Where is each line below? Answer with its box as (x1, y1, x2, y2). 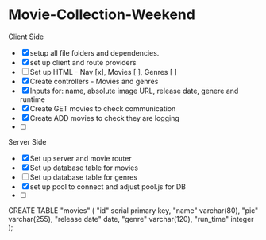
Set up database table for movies (29, 163, 139, 172)
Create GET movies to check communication (29, 103, 176, 113)
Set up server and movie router (29, 153, 133, 163)
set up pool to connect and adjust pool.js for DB (29, 181, 187, 192)
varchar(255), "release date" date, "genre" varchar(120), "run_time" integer (8, 214, 254, 223)
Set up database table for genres (29, 172, 137, 182)
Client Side (8, 32, 44, 41)
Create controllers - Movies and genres (29, 76, 159, 86)
